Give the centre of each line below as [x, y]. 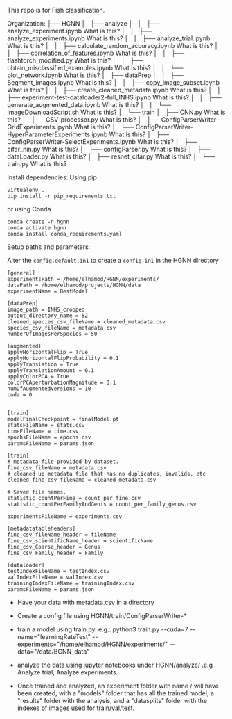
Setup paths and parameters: [49, 247]
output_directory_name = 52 [48, 316]
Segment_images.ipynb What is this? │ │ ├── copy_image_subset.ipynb [114, 82]
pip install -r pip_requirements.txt [62, 196]
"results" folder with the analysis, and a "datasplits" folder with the [112, 701]
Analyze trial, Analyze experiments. [68, 672]
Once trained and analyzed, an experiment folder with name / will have [118, 686]
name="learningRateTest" [54, 637]
